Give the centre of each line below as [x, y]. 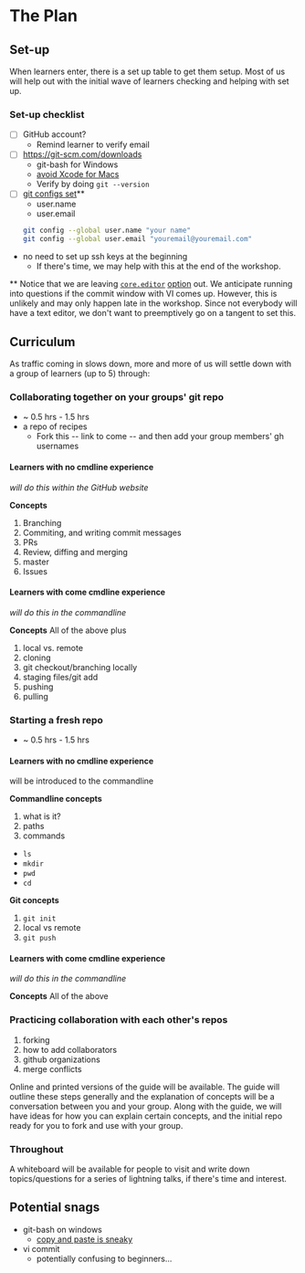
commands [44, 836]
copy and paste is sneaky [84, 1239]
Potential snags [55, 1208]
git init [39, 919]
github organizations [61, 1059]
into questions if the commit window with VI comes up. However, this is [143, 294]
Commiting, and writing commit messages [102, 532]
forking [36, 1040]
